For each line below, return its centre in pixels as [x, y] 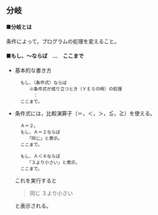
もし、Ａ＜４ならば [40, 156]
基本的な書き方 [33, 70]
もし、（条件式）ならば [44, 83]
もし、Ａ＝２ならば [40, 132]
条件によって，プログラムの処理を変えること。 [63, 41]
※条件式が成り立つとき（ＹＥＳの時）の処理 [75, 89]
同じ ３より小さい [51, 193]
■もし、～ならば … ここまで [45, 56]
